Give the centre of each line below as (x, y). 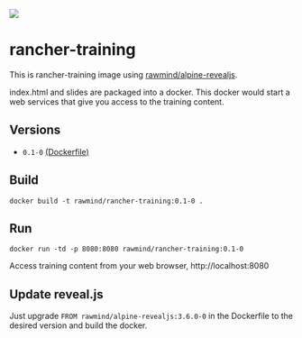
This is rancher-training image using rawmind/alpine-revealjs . (124, 74)
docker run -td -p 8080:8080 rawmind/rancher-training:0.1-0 (127, 249)
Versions (35, 130)
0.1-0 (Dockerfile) (56, 151)
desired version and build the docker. (78, 325)
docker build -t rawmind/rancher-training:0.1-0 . (106, 201)
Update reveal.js (56, 294)
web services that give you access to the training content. (117, 101)
